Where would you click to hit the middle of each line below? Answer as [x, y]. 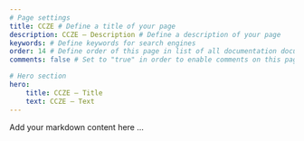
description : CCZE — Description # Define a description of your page [145, 34]
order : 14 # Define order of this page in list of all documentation [143, 52]
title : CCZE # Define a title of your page [93, 26]
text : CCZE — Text [60, 101]
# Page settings [40, 18]
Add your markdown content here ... [77, 127]
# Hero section [38, 76]
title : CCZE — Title [64, 93]
